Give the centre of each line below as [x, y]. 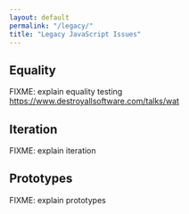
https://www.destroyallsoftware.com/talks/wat [94, 101]
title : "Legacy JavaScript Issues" [75, 34]
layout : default [39, 17]
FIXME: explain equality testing [66, 92]
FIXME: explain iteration [53, 151]
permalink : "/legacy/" [51, 26]
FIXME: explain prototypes [58, 200]
